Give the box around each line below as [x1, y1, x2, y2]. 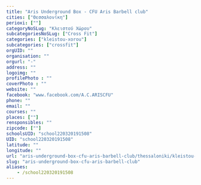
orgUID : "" [6, 48, 33, 54]
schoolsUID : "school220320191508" [6, 131, 93, 137]
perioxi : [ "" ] [6, 20, 42, 26]
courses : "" [6, 109, 36, 115]
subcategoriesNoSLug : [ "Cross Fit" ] [6, 31, 98, 37]
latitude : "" [6, 141, 39, 148]
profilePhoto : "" [6, 75, 52, 81]
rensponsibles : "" [6, 120, 52, 126]
